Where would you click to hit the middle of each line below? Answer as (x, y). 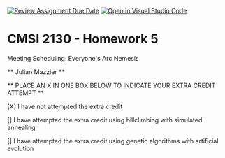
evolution (21, 148)
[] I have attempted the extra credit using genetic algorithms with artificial (113, 141)
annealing (22, 127)
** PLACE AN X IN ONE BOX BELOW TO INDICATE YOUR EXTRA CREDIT (111, 85)
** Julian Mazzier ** (36, 72)
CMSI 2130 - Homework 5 (83, 39)
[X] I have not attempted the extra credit (65, 106)
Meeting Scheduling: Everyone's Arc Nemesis (73, 58)
